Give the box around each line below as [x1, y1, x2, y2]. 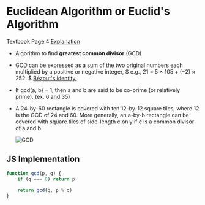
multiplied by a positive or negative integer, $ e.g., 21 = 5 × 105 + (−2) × [15, 68, 196, 75]
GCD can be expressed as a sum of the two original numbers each [15, 61, 183, 69]
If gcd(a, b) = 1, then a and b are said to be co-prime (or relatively [15, 86, 181, 93]
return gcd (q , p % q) [17, 187, 72, 194]
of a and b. [15, 124, 43, 131]
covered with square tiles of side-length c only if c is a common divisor [15, 118, 195, 125]
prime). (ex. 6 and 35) [15, 93, 70, 100]
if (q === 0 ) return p [17, 176, 75, 182]
